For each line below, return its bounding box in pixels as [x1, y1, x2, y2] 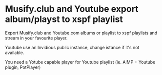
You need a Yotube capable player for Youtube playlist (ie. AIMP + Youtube [5, 59, 156, 65]
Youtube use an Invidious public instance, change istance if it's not [5, 44, 140, 50]
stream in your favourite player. [5, 35, 68, 41]
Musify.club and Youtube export [5, 3, 139, 15]
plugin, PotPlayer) [5, 64, 41, 70]
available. [5, 50, 24, 56]
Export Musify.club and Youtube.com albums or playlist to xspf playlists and [5, 30, 158, 36]
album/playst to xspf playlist [5, 14, 123, 25]
